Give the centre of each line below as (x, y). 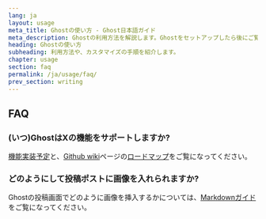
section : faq (30, 67)
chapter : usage (33, 60)
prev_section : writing (46, 81)
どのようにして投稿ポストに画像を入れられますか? (104, 179)
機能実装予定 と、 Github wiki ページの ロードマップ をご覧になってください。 (130, 157)
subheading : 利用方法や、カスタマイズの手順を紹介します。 (94, 52)
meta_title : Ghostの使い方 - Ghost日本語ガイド (82, 30)
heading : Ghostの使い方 (45, 45)
